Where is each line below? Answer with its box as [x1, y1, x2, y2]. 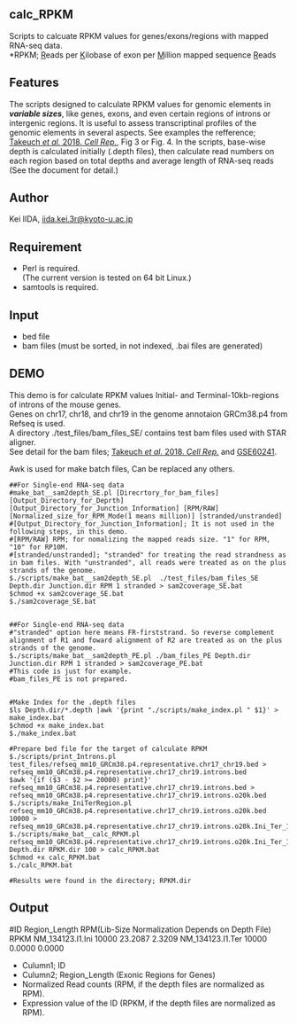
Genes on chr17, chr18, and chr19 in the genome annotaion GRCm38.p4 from [9, 408, 288, 419]
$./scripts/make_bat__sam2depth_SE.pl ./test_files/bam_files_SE [9, 574, 259, 583]
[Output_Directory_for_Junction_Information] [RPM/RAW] [9, 504, 219, 512]
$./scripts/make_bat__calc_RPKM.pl [9, 829, 141, 839]
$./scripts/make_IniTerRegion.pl [9, 798, 133, 808]
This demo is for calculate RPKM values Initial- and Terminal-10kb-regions [9, 389, 280, 400]
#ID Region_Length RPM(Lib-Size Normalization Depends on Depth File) [9, 924, 271, 935]
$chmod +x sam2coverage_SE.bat [9, 589, 125, 598]
